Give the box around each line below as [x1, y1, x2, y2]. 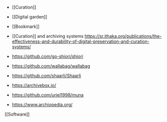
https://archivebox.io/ [11, 82, 56, 88]
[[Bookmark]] [11, 23, 40, 29]
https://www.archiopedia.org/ [11, 102, 73, 108]
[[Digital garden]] [11, 14, 48, 19]
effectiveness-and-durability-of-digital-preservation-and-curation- [11, 38, 150, 44]
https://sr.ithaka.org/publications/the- [84, 33, 162, 39]
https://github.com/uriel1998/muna [11, 92, 84, 98]
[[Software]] [4, 112, 30, 117]
